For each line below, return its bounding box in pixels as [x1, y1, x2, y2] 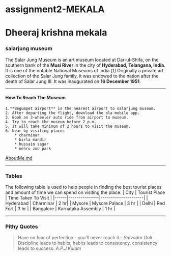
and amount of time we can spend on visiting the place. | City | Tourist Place [5, 189, 165, 195]
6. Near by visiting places [5, 128, 65, 133]
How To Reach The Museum [5, 95, 66, 101]
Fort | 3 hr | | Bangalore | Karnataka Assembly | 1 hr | [5, 206, 116, 212]
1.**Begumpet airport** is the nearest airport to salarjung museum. [5, 106, 156, 111]
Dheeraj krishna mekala [5, 27, 107, 39]
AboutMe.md [5, 155, 33, 161]
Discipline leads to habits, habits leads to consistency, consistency [17, 240, 158, 246]
